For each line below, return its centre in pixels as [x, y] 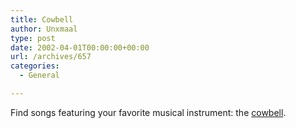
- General [39, 76]
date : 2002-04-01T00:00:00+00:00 [80, 47]
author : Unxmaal [44, 29]
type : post [33, 38]
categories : [35, 66]
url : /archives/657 [51, 57]
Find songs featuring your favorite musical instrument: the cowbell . [148, 112]
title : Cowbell [42, 19]
